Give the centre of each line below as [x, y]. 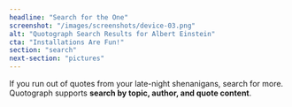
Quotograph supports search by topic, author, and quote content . [131, 93]
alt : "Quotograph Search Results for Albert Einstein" [112, 34]
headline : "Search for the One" [69, 17]
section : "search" [43, 50]
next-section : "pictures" [57, 58]
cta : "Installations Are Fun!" [67, 42]
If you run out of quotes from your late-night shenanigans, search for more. [146, 84]
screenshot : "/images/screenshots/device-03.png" [103, 26]
